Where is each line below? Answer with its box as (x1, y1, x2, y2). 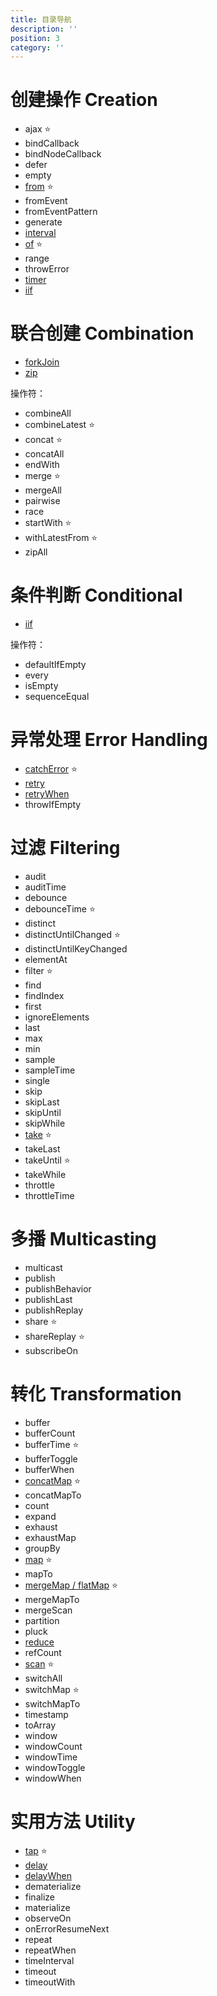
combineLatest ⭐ (24, 419, 95, 431)
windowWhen (24, 1772, 82, 1784)
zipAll (24, 546, 48, 558)
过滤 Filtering (10, 837, 121, 860)
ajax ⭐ (24, 123, 52, 135)
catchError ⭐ (24, 763, 78, 775)
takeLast (24, 1142, 61, 1155)
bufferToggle (24, 1452, 78, 1465)
